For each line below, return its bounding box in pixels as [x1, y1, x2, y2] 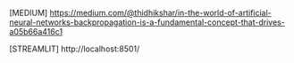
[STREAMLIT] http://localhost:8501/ [9, 43, 140, 54]
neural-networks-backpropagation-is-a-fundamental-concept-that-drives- [9, 17, 286, 28]
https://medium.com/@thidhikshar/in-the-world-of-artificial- [49, 8, 273, 18]
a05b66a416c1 [9, 27, 63, 36]
